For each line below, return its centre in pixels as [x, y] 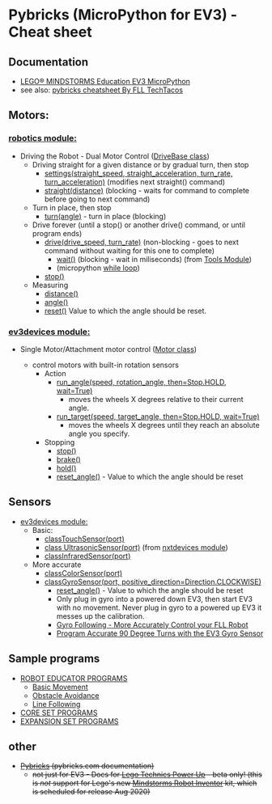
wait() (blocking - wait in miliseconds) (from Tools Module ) [154, 259]
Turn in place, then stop [72, 207]
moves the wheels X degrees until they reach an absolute [164, 425]
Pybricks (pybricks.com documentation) [87, 766]
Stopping [59, 442]
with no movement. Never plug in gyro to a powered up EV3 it [159, 607]
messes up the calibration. [100, 616]
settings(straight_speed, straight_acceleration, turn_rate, [138, 173]
